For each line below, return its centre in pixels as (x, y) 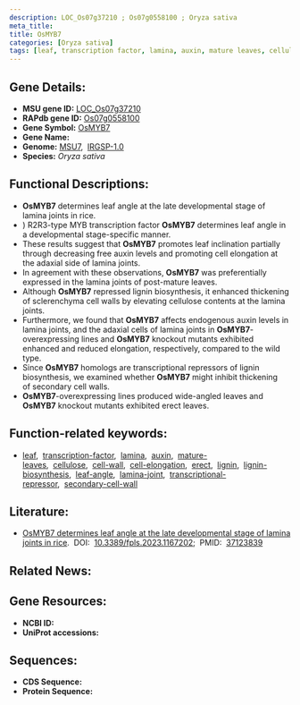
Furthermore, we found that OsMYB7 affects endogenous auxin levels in (155, 319)
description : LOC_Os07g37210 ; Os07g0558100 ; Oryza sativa (124, 17)
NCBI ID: (38, 623)
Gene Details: (48, 87)
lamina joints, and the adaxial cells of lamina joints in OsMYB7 (136, 329)
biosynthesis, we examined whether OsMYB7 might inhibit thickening (150, 377)
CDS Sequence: (52, 682)
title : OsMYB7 (36, 34)
